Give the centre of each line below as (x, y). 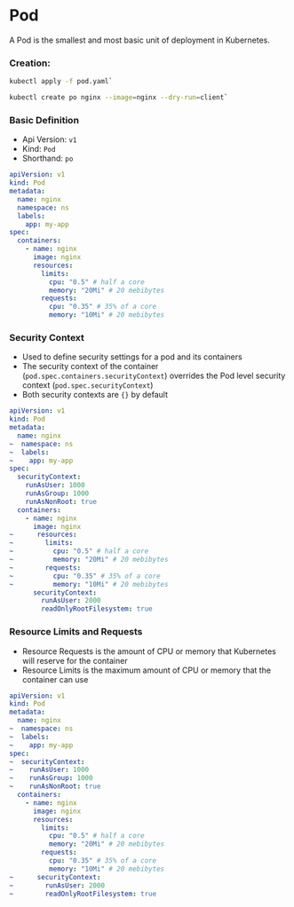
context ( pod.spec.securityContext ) (87, 385)
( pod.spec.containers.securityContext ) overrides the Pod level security (154, 376)
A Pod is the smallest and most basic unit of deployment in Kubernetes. (140, 40)
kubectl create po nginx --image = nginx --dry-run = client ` (119, 98)
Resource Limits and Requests (76, 632)
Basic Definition (44, 120)
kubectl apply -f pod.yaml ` (61, 82)
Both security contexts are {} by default (95, 395)
